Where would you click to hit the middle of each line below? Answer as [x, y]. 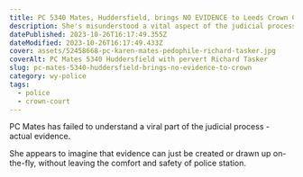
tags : [19, 84]
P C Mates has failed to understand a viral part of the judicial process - [140, 127]
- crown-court [44, 101]
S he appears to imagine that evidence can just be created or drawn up [140, 154]
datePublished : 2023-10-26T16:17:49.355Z [88, 34]
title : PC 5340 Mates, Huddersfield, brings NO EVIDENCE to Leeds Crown [149, 18]
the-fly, [23, 164]
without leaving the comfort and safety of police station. [142, 164]
